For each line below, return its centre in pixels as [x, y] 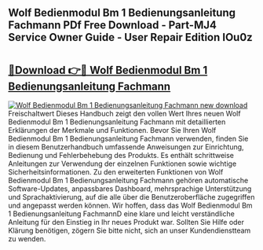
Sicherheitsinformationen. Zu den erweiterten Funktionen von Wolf [116, 172]
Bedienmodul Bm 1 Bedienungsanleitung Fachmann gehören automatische [128, 180]
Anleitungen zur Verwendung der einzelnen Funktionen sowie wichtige [122, 164]
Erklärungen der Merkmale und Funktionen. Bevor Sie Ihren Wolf [112, 130]
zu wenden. [27, 239]
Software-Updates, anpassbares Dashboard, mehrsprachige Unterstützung [130, 189]
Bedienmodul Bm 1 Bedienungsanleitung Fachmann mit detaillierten [117, 122]
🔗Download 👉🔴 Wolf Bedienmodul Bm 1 [108, 70]
